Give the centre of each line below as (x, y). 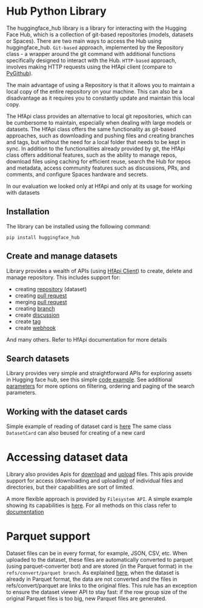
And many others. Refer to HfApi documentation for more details (87, 339)
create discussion (37, 315)
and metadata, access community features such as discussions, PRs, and (98, 168)
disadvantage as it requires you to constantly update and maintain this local (101, 98)
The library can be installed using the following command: (79, 226)
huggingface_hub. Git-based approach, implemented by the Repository (95, 47)
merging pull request (41, 302)
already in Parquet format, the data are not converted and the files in (92, 579)
